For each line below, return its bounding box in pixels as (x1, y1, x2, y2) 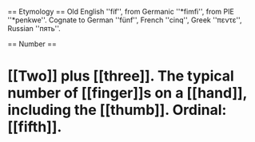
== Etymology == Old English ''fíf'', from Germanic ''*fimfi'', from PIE (7, 7, 235, 16)
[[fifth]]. (7, 118, 62, 136)
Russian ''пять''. (7, 24, 61, 33)
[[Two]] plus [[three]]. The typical (7, 67, 235, 85)
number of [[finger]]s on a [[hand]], (7, 84, 248, 102)
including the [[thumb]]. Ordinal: (7, 101, 227, 119)
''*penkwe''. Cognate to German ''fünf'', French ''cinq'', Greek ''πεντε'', (7, 15, 242, 25)
